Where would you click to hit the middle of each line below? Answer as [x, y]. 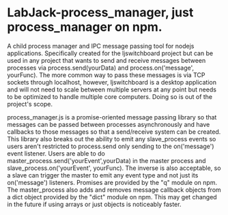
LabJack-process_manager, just [100, 13]
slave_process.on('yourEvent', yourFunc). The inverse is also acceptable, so [114, 168]
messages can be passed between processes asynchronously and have [109, 124]
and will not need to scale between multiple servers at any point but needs [112, 89]
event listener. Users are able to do [56, 153]
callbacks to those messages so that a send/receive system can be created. [114, 132]
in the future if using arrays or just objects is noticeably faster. [94, 204]
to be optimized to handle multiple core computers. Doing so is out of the [110, 96]
